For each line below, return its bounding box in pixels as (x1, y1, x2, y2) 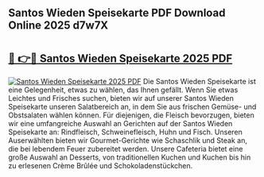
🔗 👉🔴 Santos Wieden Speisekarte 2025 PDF (8, 52, 233, 65)
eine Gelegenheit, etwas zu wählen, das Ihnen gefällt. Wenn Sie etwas (8, 85, 239, 94)
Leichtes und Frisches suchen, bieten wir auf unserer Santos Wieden (8, 94, 235, 102)
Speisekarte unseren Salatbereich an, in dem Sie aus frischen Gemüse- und (8, 102, 257, 111)
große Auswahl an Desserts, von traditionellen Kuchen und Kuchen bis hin (8, 152, 251, 162)
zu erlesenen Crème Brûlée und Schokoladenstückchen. (8, 161, 193, 170)
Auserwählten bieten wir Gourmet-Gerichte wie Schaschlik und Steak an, (8, 136, 248, 145)
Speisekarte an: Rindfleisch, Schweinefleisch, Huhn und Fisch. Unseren (8, 127, 243, 137)
